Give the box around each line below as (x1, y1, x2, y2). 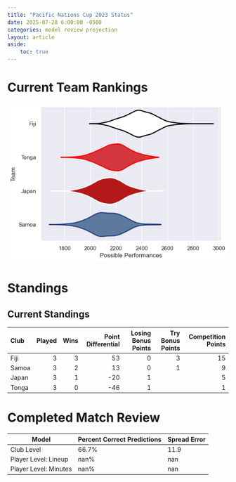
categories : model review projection (7, 26, 118, 33)
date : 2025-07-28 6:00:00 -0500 (7, 18, 102, 26)
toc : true (20, 48, 49, 56)
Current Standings (7, 308, 90, 320)
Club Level (10, 445, 41, 453)
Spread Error (167, 435, 206, 443)
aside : (7, 41, 27, 48)
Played (36, 336, 58, 344)
